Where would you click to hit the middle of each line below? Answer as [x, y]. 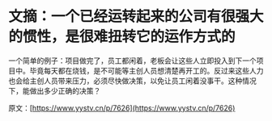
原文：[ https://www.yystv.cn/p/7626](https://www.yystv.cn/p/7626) [122, 108]
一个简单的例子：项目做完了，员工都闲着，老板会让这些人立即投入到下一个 [132, 60]
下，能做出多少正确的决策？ [55, 90]
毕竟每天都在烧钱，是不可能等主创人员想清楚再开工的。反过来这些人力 [147, 70]
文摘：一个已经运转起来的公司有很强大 [136, 17]
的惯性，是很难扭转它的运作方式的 [122, 37]
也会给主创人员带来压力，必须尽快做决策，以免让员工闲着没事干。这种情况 [132, 81]
